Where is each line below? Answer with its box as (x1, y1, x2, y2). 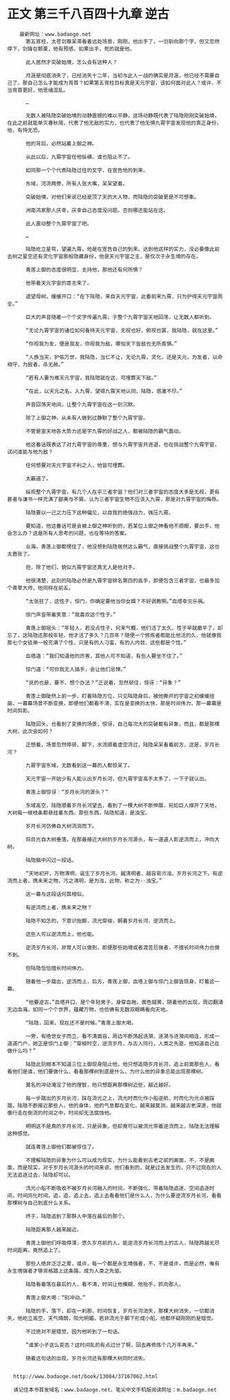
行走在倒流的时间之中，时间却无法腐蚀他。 (12, 1109, 115, 1116)
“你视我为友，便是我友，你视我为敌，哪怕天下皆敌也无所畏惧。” (25, 340, 178, 347)
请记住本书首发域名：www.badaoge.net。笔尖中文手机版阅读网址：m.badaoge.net (13, 1386, 218, 1393)
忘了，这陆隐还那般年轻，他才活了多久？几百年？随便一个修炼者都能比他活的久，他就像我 (7, 632, 222, 639)
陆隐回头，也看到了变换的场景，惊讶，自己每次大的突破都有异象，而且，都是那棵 (25, 721, 220, 728)
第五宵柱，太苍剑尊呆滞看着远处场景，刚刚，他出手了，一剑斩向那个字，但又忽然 (25, 38, 220, 45)
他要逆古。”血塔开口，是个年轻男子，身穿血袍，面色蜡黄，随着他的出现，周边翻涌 (28, 998, 224, 1006)
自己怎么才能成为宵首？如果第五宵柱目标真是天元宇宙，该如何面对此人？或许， (27, 79, 217, 86)
